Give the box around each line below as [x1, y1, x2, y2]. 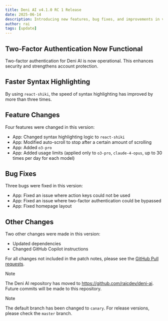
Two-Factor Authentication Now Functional [5, 45, 143, 53]
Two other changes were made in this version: [5, 231, 100, 237]
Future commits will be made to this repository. [5, 286, 102, 292]
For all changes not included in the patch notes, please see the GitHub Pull [5, 256, 159, 262]
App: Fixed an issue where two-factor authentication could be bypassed [12, 198, 161, 204]
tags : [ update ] [5, 26, 37, 31]
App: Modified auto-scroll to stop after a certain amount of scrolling [12, 139, 152, 145]
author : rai [5, 21, 30, 27]
